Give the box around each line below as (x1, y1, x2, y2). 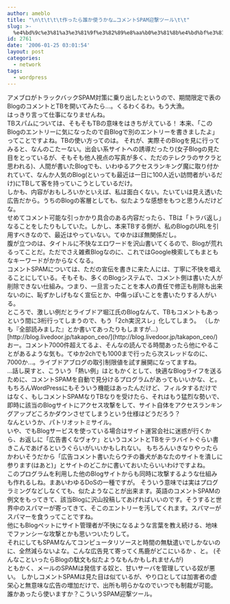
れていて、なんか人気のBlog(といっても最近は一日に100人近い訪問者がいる (7, 171, 217, 179)
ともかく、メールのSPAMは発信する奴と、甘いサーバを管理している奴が (7, 564, 210, 572)
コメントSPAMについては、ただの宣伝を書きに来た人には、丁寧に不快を (7, 265, 210, 273)
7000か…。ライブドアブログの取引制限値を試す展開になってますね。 (7, 358, 201, 367)
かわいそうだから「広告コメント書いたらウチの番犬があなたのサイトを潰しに (7, 452, 223, 461)
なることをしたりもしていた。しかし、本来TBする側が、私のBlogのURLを (7, 222, 214, 231)
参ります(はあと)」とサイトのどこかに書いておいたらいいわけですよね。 (7, 461, 209, 469)
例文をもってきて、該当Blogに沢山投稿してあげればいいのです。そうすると (7, 496, 216, 504)
